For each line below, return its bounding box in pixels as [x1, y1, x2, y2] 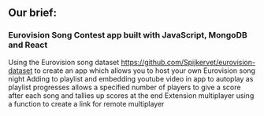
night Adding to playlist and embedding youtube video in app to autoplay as [8, 74, 254, 83]
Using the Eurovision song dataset [8, 57, 120, 67]
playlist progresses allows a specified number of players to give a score [8, 82, 241, 92]
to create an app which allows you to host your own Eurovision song [34, 66, 256, 75]
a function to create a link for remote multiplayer [8, 99, 165, 108]
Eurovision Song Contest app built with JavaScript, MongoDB [8, 30, 248, 41]
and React [8, 39, 48, 50]
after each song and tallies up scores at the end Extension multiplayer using [8, 90, 255, 100]
